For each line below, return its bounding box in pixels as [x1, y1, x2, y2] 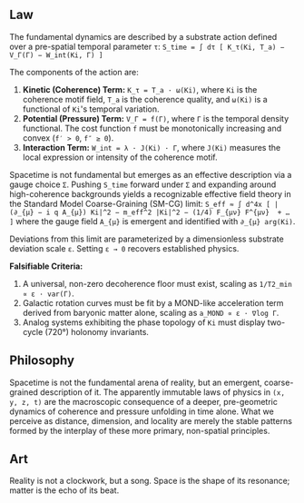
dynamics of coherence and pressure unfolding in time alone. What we [9, 406, 274, 417]
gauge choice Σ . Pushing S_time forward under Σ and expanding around [9, 179, 277, 190]
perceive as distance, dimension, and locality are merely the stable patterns [9, 415, 293, 426]
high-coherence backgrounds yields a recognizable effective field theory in [9, 188, 292, 199]
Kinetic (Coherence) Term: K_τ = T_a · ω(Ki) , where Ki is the [22, 84, 258, 94]
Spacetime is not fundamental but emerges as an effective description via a [9, 169, 292, 180]
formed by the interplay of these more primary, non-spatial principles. [9, 425, 270, 436]
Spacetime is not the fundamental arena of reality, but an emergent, [9, 377, 263, 388]
